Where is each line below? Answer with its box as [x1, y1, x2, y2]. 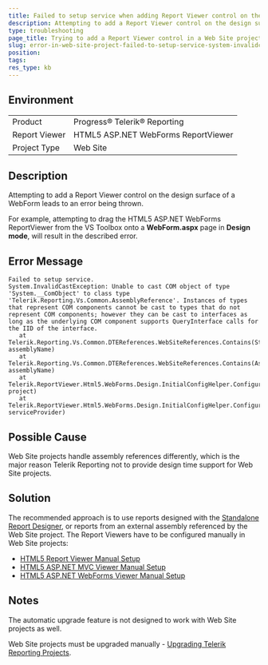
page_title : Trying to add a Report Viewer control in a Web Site [8, 34, 234, 42]
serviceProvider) [8, 408, 66, 416]
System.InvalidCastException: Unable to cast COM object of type [8, 283, 230, 291]
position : [8, 49, 41, 57]
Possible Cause [8, 430, 88, 444]
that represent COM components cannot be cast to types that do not [8, 304, 241, 312]
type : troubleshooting [8, 26, 84, 34]
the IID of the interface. [8, 325, 98, 332]
